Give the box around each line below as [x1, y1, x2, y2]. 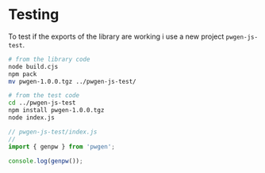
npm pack [8, 70, 37, 78]
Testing [8, 6, 60, 24]
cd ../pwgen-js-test [8, 99, 77, 107]
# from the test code [8, 92, 80, 100]
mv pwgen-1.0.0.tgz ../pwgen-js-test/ [8, 77, 136, 85]
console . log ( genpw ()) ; [8, 156, 83, 165]
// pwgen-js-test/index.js [8, 128, 98, 136]
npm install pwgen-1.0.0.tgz [8, 107, 105, 115]
